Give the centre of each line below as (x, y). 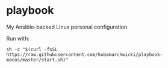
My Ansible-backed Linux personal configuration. (67, 27)
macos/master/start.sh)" (37, 60)
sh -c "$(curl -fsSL (32, 49)
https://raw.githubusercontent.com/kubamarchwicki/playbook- (85, 54)
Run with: (18, 38)
